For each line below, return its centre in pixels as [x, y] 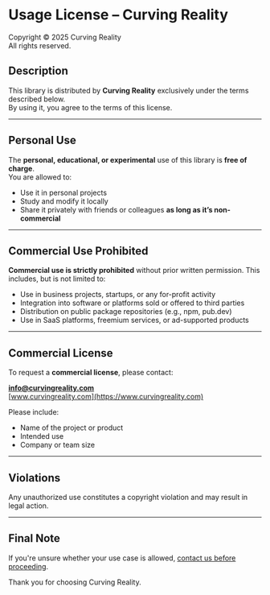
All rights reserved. [40, 45]
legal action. [29, 506]
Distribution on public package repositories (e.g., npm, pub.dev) [126, 312]
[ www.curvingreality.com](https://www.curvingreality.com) [106, 397]
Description [38, 71]
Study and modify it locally [64, 201]
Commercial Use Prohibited [78, 251]
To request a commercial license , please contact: [91, 373]
